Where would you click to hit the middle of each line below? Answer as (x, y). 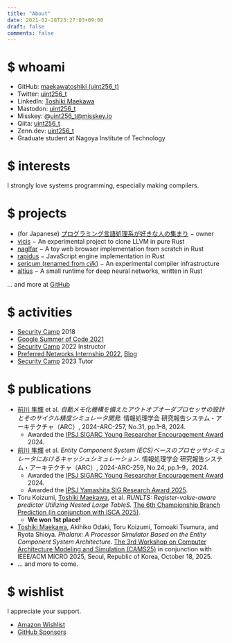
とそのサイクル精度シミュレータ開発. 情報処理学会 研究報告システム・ (116, 418)
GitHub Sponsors (42, 632)
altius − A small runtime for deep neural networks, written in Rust (110, 271)
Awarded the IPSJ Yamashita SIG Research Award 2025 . (108, 490)
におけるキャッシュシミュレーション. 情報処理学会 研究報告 (120, 458)
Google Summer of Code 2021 (60, 339)
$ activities (40, 312)
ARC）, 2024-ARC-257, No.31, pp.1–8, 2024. (123, 426)
